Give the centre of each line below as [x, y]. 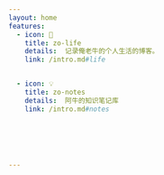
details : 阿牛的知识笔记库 [72, 100]
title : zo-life [53, 43]
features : [27, 26]
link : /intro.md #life [65, 60]
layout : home [33, 18]
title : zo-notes [55, 92]
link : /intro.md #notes [67, 109]
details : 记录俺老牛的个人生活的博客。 [92, 51]
